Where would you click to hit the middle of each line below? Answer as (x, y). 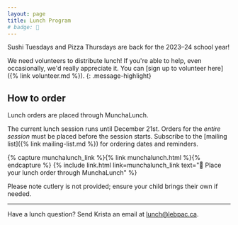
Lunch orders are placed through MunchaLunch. (78, 115)
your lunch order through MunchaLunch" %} (72, 173)
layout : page (27, 14)
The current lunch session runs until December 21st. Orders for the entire (114, 129)
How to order (36, 98)
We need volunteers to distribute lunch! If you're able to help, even (104, 61)
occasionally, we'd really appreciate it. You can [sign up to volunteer (107, 69)
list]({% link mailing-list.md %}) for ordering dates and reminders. (103, 144)
